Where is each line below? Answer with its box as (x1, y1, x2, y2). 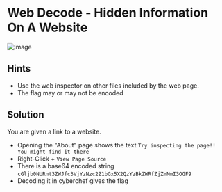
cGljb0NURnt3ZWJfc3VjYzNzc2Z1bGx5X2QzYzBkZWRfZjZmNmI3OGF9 (17, 170, 192, 177)
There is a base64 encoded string (17, 161, 114, 170)
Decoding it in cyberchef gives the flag (17, 176, 128, 185)
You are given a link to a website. (7, 127, 102, 136)
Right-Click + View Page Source (17, 154, 107, 163)
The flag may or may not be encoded (17, 88, 123, 97)
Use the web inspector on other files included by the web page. (17, 81, 199, 90)
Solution (7, 109, 44, 121)
